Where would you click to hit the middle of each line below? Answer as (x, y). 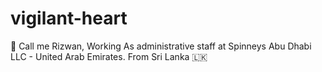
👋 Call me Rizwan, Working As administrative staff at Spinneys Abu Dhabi (161, 46)
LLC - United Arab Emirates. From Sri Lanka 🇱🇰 (109, 56)
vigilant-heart (69, 18)
